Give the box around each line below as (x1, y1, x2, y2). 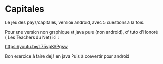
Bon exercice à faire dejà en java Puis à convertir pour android (5, 53, 130, 59)
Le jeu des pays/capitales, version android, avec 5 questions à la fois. (5, 20, 145, 25)
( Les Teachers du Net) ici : (5, 34, 59, 40)
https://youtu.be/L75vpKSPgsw (5, 43, 68, 49)
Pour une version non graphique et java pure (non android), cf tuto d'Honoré (5, 29, 158, 35)
